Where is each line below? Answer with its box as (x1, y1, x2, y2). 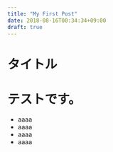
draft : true (7, 23, 43, 30)
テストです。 (7, 91, 82, 107)
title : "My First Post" (7, 10, 78, 18)
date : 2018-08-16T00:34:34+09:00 (7, 17, 107, 24)
